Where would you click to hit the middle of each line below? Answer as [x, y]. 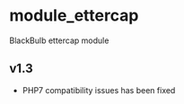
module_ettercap [74, 16]
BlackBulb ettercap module [59, 40]
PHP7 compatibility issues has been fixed [99, 90]
